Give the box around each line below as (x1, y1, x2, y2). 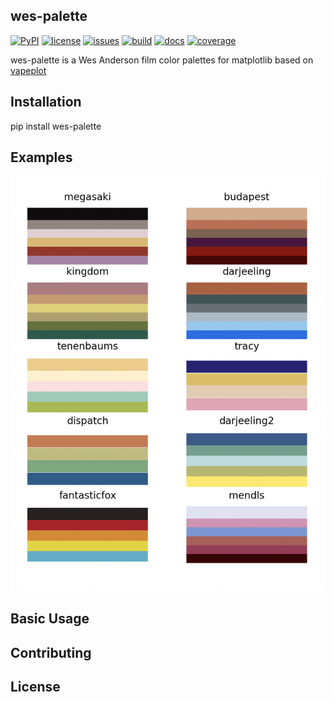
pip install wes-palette (10, 120, 102, 132)
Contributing (10, 644, 92, 661)
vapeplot (10, 64, 47, 76)
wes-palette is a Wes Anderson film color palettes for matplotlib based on (10, 54, 314, 66)
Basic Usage (10, 610, 90, 628)
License (10, 678, 61, 695)
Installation (10, 94, 82, 111)
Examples (10, 149, 73, 166)
